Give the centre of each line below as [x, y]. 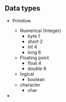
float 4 [34, 63]
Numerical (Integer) [40, 31]
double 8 [37, 68]
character [30, 85]
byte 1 [34, 36]
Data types [23, 8]
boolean [36, 79]
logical [27, 74]
